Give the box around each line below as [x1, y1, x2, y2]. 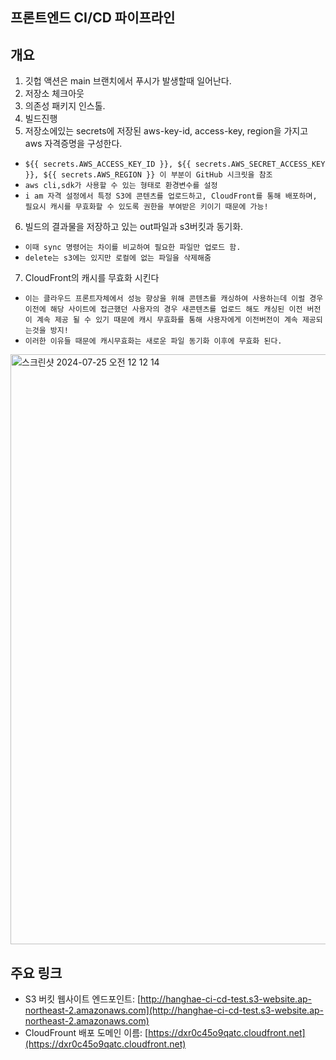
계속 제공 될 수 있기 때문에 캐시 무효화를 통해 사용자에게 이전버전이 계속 [36, 315, 298, 325]
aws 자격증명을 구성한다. [24, 138, 123, 150]
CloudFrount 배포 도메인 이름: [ [24, 1027, 149, 1039]
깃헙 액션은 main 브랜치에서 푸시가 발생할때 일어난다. [24, 75, 232, 87]
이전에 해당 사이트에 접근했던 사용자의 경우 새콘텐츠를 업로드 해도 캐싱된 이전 [24, 304, 303, 315]
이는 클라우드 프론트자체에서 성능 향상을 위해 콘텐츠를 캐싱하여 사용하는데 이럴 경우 [24, 294, 324, 304]
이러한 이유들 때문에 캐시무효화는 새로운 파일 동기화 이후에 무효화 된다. [24, 336, 283, 347]
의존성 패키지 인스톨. [24, 100, 106, 112]
